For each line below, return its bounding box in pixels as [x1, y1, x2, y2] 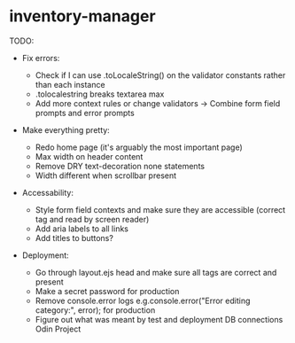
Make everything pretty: [21, 124, 111, 135]
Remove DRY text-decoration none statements [35, 160, 206, 171]
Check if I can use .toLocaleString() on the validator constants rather [35, 69, 286, 81]
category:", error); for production [35, 304, 156, 316]
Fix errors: [21, 52, 60, 63]
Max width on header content [35, 151, 144, 161]
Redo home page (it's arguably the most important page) [35, 142, 244, 152]
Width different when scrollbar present [35, 170, 177, 181]
